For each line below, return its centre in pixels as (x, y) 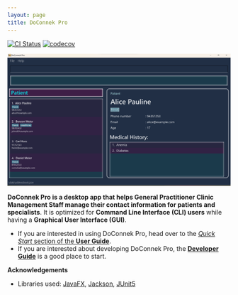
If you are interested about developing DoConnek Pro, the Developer (118, 249)
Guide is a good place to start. (62, 257)
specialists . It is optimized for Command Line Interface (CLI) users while (115, 213)
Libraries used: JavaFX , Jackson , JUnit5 (76, 284)
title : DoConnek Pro (38, 22)
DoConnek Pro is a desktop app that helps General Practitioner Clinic (110, 197)
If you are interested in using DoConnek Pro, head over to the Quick (116, 234)
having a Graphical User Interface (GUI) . (67, 220)
